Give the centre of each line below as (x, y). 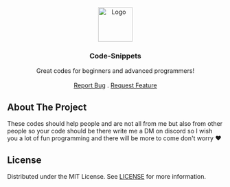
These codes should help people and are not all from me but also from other (115, 124)
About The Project (47, 107)
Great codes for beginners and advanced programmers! (115, 71)
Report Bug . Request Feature (115, 85)
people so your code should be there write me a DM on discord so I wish (110, 131)
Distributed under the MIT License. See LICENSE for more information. (107, 176)
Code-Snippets (115, 56)
